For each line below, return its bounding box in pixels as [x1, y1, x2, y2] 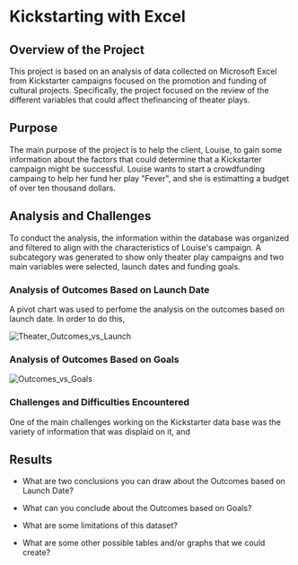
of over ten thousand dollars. [9, 182, 117, 193]
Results [9, 452, 53, 467]
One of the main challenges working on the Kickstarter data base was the [9, 416, 281, 428]
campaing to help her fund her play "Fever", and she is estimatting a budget [9, 172, 290, 183]
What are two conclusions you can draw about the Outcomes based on [22, 476, 285, 487]
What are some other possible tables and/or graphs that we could [22, 537, 266, 549]
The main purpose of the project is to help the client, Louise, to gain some [9, 144, 283, 154]
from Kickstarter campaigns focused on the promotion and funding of [9, 75, 267, 86]
